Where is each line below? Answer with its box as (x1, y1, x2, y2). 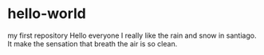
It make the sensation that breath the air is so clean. (7, 38, 178, 48)
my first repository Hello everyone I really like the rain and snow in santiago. (7, 31, 257, 40)
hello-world (7, 5, 87, 23)
